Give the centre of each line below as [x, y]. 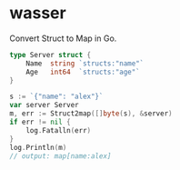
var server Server [44, 105]
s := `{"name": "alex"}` [56, 97]
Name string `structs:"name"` [85, 63]
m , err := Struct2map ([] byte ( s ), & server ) [91, 114]
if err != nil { [40, 122]
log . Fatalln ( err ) [59, 130]
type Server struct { [50, 55]
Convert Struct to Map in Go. [63, 38]
